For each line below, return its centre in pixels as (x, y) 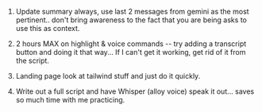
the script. (33, 60)
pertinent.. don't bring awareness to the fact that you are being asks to (131, 20)
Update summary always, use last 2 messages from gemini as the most (132, 12)
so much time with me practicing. (70, 100)
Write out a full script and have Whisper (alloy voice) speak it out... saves (135, 91)
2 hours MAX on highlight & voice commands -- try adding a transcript (131, 44)
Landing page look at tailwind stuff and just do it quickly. (108, 76)
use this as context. (48, 28)
